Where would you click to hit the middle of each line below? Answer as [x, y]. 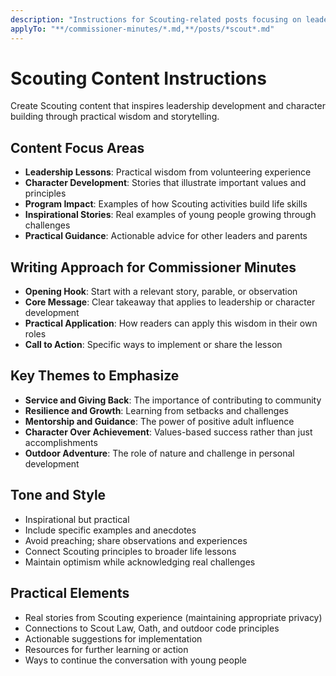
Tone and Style [58, 495]
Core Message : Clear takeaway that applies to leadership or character [170, 302]
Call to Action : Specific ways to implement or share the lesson [153, 345]
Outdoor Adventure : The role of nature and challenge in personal [159, 453]
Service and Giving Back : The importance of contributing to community [173, 400]
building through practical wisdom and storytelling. [115, 117]
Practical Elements [70, 593]
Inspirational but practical [77, 519]
